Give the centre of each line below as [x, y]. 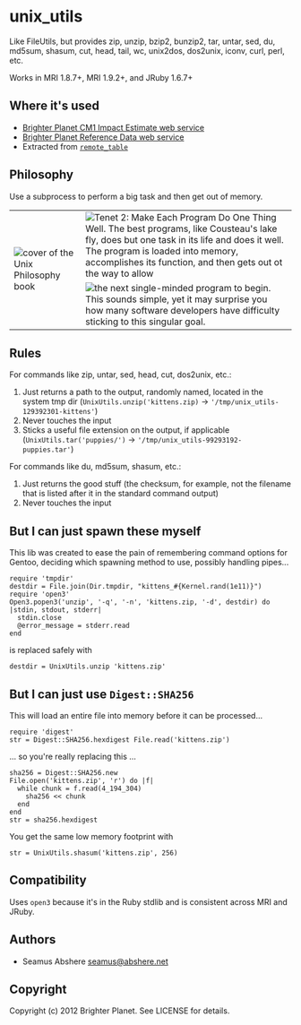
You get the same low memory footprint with [91, 836]
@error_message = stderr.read [73, 626]
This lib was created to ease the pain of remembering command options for [149, 553]
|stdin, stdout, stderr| [56, 610]
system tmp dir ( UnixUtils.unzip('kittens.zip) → [115, 401]
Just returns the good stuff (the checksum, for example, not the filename [156, 484]
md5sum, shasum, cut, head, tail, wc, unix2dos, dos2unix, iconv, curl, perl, [147, 50]
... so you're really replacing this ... [73, 756]
